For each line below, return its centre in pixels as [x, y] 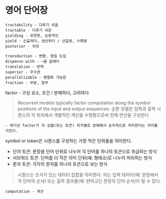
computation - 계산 [25, 191]
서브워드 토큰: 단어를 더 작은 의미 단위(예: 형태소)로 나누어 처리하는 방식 [82, 158]
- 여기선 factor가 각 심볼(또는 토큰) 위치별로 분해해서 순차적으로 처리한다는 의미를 [81, 125]
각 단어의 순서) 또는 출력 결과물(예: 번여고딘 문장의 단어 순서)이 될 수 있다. [89, 181]
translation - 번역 [25, 67]
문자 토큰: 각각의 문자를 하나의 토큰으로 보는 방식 [60, 164]
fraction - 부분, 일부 [27, 83]
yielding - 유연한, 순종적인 [32, 36]
